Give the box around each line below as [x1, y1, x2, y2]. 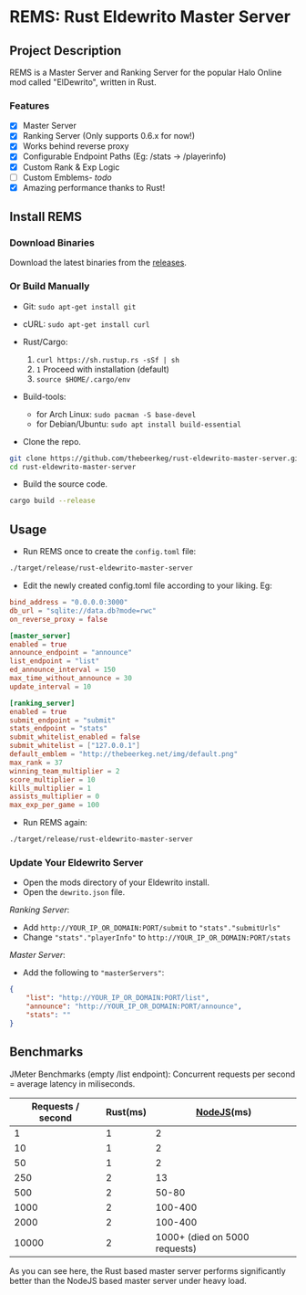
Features [9, 99, 50, 111]
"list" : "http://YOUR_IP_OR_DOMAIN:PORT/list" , [25, 994, 209, 1003]
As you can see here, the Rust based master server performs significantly [9, 1265, 287, 1276]
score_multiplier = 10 [9, 774, 96, 784]
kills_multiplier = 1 [9, 784, 92, 793]
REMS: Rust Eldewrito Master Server [9, 6, 291, 27]
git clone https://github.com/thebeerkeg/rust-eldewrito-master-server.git [9, 454, 303, 463]
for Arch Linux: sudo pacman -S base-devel [36, 408, 197, 419]
